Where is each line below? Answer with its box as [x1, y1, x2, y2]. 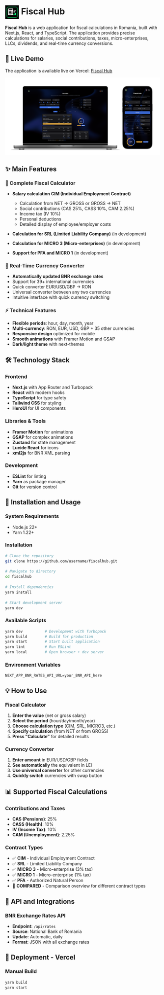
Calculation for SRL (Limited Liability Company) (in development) [12, 231, 146, 237]
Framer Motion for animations [12, 429, 74, 435]
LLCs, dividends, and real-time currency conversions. [5, 40, 114, 46]
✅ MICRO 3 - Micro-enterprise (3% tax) [12, 866, 93, 872]
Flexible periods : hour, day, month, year [12, 320, 94, 326]
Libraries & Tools [5, 418, 46, 425]
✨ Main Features [5, 165, 57, 173]
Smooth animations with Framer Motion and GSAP [12, 336, 115, 342]
